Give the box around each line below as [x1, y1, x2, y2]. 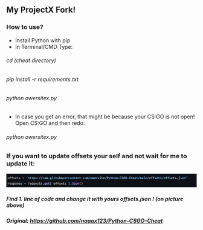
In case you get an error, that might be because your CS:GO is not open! [14, 113, 195, 120]
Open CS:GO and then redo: [14, 120, 85, 127]
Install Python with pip [14, 36, 71, 44]
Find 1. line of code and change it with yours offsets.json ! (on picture [6, 196, 184, 203]
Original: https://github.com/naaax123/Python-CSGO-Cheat [6, 217, 163, 224]
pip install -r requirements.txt [6, 75, 79, 83]
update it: [6, 159, 35, 168]
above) [6, 202, 25, 209]
